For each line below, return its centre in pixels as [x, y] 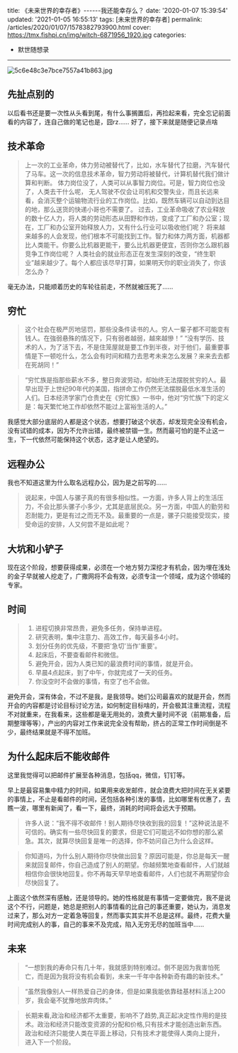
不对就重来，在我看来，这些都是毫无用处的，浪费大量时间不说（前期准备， [116, 714]
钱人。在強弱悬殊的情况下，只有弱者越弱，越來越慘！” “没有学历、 [121, 338]
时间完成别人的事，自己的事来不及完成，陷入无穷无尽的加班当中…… [106, 924]
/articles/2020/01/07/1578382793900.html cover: [79, 27]
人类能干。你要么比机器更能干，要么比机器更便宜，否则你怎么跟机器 [130, 244]
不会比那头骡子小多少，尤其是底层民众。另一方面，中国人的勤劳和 [134, 507]
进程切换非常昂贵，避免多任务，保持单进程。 [101, 628]
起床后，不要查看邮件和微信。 [79, 654]
